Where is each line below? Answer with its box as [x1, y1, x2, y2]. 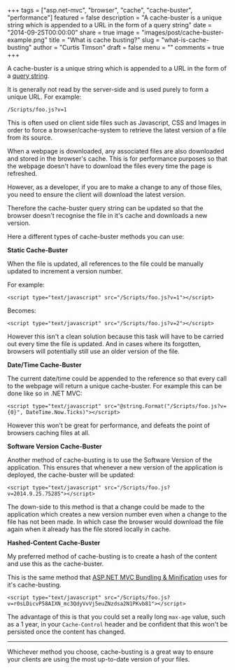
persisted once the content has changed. [7, 627, 126, 636]
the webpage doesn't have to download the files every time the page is [7, 162, 212, 170]
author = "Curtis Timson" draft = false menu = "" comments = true [33, 43, 225, 51]
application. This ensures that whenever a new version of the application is [7, 463, 223, 472]
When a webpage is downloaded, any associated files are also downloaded [7, 147, 225, 155]
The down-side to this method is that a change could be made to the [7, 502, 205, 511]
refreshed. [7, 170, 38, 177]
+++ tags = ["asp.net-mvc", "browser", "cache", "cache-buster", [7, 6, 193, 14]
